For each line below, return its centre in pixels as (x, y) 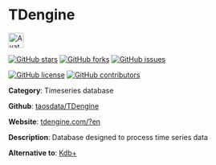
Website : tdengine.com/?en (55, 122)
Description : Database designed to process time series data (108, 137)
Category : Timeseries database (61, 90)
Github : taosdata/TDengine (53, 105)
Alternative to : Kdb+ (43, 153)
